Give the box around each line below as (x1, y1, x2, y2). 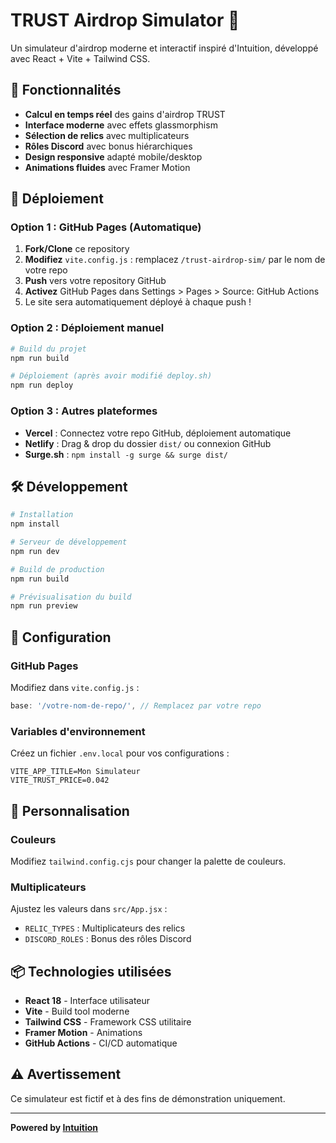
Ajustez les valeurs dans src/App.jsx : (10, 903, 168, 915)
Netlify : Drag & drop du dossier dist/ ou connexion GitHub (24, 437, 272, 449)
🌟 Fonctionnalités (10, 82, 122, 99)
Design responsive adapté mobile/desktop (24, 150, 203, 163)
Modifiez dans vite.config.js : (10, 682, 140, 694)
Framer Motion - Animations (24, 1027, 143, 1038)
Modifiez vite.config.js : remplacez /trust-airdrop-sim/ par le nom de (24, 254, 326, 266)
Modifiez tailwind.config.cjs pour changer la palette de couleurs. (10, 855, 287, 867)
